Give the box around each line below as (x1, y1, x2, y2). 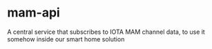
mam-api (7, 5, 60, 21)
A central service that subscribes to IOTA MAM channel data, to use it (7, 28, 205, 36)
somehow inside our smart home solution (7, 35, 125, 43)
